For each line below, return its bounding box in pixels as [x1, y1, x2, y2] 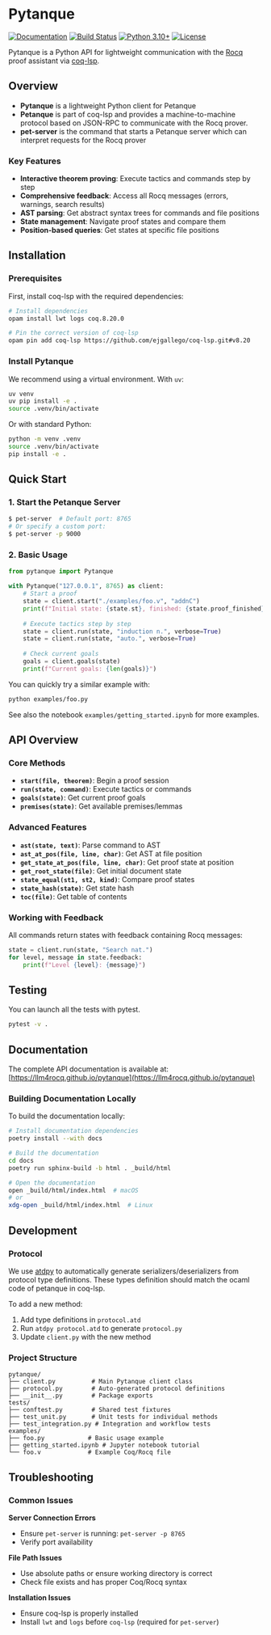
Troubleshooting [8, 1470, 94, 1484]
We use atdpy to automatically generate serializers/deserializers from [8, 1266, 240, 1276]
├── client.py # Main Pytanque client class [8, 1378, 194, 1386]
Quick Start [8, 472, 67, 486]
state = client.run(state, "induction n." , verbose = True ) [23, 627, 222, 636]
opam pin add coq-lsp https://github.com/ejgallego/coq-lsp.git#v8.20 [8, 336, 251, 344]
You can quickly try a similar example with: [8, 679, 151, 689]
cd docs [8, 1156, 35, 1164]
